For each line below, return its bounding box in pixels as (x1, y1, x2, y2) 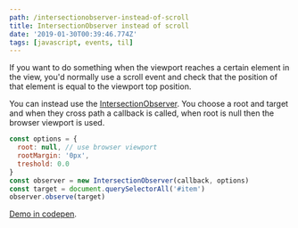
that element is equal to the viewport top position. (9, 81, 192, 92)
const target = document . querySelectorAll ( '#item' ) (9, 184, 205, 193)
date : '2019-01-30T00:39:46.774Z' (9, 29, 138, 38)
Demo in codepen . (9, 208, 78, 219)
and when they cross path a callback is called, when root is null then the (9, 108, 275, 118)
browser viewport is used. (9, 118, 105, 128)
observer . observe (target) (9, 192, 105, 201)
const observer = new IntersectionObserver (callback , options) (9, 175, 250, 185)
